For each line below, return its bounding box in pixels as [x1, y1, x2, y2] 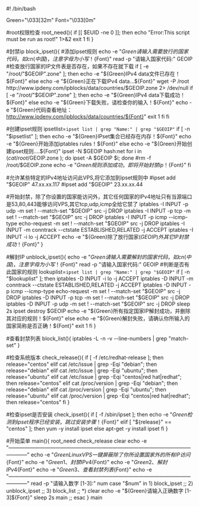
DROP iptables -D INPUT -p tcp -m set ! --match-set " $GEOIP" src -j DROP [6, 294, 190, 301]
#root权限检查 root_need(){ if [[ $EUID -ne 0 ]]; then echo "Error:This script [6, 29, 190, 36]
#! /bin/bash [6, 5, 36, 12]
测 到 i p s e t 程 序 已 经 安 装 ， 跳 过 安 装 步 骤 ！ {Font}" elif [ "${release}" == [6, 418, 172, 425]
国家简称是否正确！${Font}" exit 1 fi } [6, 322, 96, 329]
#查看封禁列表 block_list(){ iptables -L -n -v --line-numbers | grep [6, 335, 168, 342]
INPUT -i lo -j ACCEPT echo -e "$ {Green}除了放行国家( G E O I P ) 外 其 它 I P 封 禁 [6, 234, 189, 240]
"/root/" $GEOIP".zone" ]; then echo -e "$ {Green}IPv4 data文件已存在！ [6, 70, 181, 77]
